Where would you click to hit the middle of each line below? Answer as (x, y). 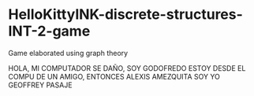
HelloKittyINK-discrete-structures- (125, 15)
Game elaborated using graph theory (68, 53)
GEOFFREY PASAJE (40, 85)
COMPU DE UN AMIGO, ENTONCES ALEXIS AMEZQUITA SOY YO (114, 76)
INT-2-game (49, 31)
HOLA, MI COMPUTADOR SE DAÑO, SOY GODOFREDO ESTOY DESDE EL (127, 68)
